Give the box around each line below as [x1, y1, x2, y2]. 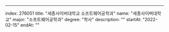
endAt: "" [20, 22, 40, 28]
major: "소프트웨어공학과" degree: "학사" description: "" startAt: [12, 17, 142, 22]
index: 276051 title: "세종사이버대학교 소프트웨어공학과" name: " [5, 10, 133, 16]
